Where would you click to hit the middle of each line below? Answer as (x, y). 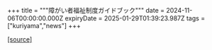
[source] (20, 39)
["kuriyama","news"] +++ (44, 26)
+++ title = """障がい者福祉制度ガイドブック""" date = (86, 10)
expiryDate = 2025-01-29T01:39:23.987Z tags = (135, 18)
